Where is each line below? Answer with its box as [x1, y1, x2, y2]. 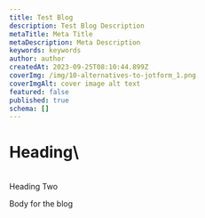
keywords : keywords [9, 46, 82, 55]
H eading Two [9, 182, 59, 192]
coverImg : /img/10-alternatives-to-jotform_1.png [9, 71, 197, 80]
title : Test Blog [9, 12, 74, 22]
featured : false [9, 87, 69, 96]
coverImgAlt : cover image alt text [9, 79, 141, 88]
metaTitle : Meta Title [9, 29, 93, 38]
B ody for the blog [9, 198, 74, 209]
